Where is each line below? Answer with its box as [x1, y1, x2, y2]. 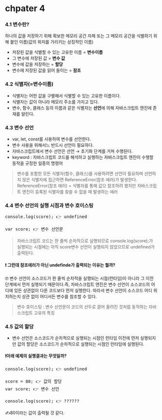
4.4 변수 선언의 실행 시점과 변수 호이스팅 [5, 202, 94, 209]
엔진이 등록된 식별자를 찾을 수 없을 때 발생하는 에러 [22, 189, 118, 195]
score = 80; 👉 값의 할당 [5, 379, 62, 384]
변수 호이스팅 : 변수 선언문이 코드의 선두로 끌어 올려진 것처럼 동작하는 [16, 304, 148, 310]
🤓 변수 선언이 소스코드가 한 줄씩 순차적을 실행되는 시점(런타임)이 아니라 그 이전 [5, 275, 154, 281]
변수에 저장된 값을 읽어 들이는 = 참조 [12, 67, 81, 73]
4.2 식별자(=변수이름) [5, 81, 53, 88]
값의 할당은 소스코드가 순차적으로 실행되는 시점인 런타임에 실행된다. [17, 341, 145, 347]
